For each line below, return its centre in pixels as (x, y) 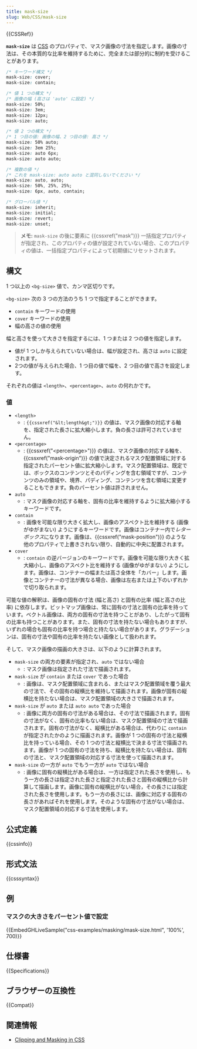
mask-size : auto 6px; (33, 153)
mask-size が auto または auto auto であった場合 (73, 706)
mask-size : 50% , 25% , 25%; (39, 186)
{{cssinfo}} (19, 844)
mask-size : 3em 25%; (31, 148)
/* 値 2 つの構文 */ (29, 131)
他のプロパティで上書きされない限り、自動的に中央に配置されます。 (105, 544)
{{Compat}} (20, 1005)
